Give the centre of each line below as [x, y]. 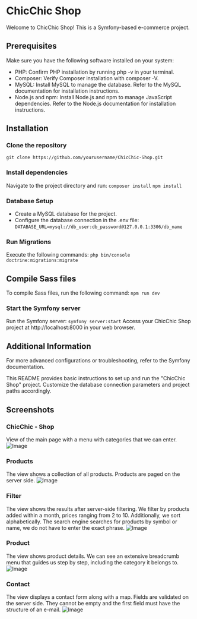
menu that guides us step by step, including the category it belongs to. [93, 562]
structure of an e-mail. [34, 609]
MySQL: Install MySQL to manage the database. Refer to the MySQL [98, 84]
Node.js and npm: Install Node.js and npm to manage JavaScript [93, 97]
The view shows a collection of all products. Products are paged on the [93, 474]
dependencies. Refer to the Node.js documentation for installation [95, 103]
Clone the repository [36, 146]
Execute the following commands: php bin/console [68, 255]
